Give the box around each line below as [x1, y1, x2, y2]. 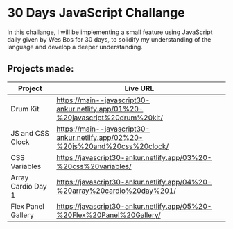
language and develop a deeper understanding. [7, 42, 144, 51]
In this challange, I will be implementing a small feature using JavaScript [7, 28, 213, 36]
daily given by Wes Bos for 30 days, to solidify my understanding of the [7, 35, 212, 43]
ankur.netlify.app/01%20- [56, 104, 144, 113]
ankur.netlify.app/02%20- [56, 132, 144, 142]
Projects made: [7, 63, 74, 74]
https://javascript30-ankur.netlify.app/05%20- [56, 201, 212, 211]
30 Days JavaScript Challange [7, 5, 185, 21]
